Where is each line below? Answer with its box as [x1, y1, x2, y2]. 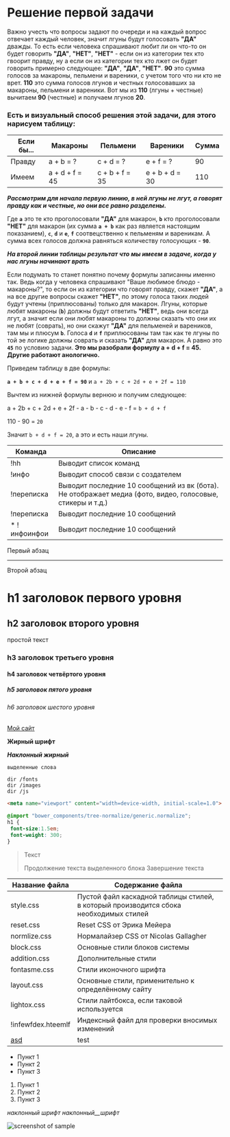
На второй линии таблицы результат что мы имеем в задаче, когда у [7, 250, 217, 258]
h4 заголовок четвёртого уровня [7, 669, 106, 678]
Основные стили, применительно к [77, 976, 195, 985]
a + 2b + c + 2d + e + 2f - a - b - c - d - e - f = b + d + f [7, 404, 166, 413]
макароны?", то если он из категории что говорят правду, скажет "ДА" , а [7, 285, 223, 293]
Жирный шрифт [7, 737, 56, 746]
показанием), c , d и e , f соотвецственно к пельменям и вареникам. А [7, 229, 211, 238]
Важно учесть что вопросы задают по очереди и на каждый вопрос [7, 27, 207, 36]
